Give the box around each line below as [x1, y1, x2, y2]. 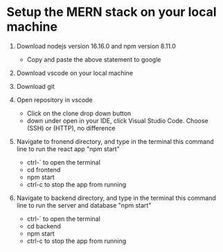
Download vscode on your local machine [16, 69, 133, 77]
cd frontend [26, 165, 61, 174]
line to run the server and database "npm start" [16, 201, 152, 209]
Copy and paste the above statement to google [26, 55, 161, 63]
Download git [16, 82, 55, 90]
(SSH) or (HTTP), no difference [26, 124, 116, 132]
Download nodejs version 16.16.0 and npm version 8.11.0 [16, 42, 176, 50]
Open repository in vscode [16, 95, 93, 104]
